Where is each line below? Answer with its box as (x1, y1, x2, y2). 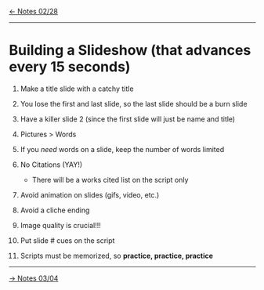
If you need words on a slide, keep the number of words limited (20, 144, 225, 154)
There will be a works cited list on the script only (31, 175, 189, 184)
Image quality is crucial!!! (20, 220, 101, 230)
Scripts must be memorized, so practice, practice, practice (20, 251, 214, 260)
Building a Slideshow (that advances (9, 42, 251, 60)
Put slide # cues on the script (20, 235, 115, 245)
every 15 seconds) (9, 58, 131, 76)
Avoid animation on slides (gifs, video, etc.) (20, 190, 160, 199)
